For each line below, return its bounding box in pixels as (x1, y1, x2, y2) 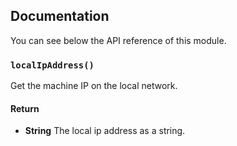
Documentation (10, 8, 110, 25)
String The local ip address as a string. (24, 125, 186, 137)
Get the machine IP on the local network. (10, 80, 178, 92)
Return (10, 102, 40, 114)
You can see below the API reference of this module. (10, 34, 227, 46)
